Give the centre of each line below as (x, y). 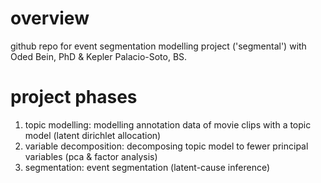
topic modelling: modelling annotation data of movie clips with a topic (168, 124)
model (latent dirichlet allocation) (93, 135)
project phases (74, 97)
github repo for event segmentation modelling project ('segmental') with (158, 46)
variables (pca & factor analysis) (91, 156)
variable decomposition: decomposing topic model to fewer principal (166, 146)
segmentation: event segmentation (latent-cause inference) (147, 167)
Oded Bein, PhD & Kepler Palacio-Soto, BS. (99, 56)
